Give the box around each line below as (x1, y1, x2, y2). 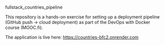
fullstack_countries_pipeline (5, 4, 62, 10)
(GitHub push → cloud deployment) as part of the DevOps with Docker (5, 19, 150, 25)
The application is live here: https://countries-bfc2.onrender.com (5, 34, 139, 40)
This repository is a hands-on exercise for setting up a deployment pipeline (5, 14, 160, 19)
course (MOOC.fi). (5, 24, 43, 30)
